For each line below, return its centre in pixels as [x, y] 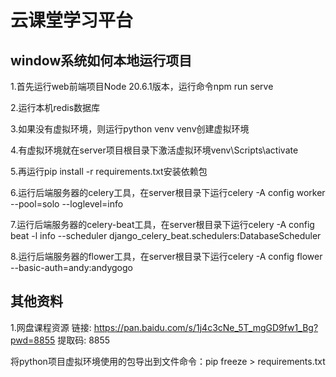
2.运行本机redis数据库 [55, 107]
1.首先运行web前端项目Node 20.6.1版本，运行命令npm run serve [142, 86]
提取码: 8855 [84, 340]
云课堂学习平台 [72, 20]
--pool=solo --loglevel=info [67, 204]
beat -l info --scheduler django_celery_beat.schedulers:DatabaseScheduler [166, 235]
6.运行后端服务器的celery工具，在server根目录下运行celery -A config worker [168, 192]
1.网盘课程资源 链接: [51, 327]
